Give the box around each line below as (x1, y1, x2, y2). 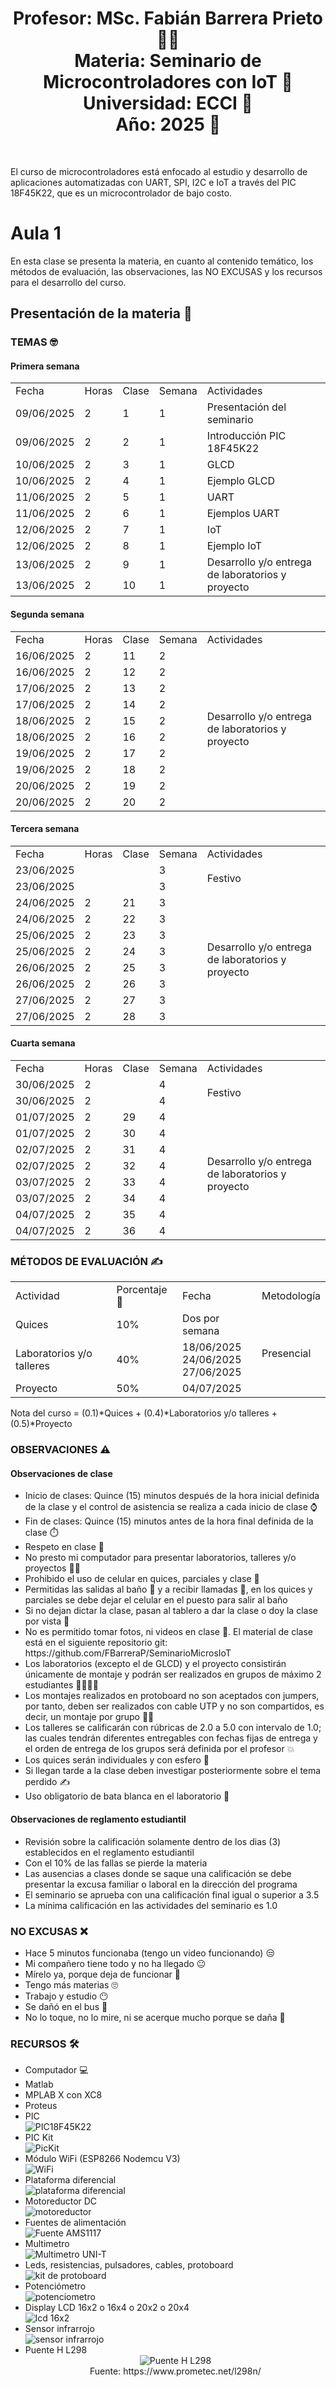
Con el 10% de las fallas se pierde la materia (24, 1857, 208, 1869)
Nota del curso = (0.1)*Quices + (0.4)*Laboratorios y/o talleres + (10, 1407, 278, 1419)
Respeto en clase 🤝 (24, 1541, 105, 1553)
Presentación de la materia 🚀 (10, 305, 193, 322)
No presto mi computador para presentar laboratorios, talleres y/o (24, 1552, 297, 1564)
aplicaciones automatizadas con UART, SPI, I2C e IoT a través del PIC (10, 176, 297, 188)
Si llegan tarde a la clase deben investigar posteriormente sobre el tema (24, 1765, 322, 1777)
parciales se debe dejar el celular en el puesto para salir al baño (24, 1594, 288, 1606)
